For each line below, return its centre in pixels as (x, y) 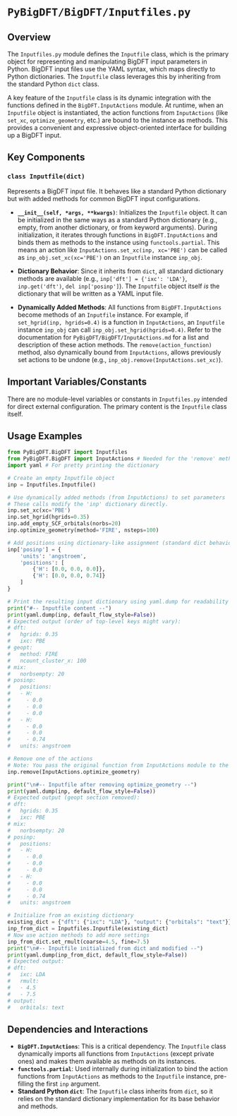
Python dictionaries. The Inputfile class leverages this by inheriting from (114, 77)
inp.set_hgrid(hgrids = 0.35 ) (49, 517)
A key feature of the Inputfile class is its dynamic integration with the (109, 98)
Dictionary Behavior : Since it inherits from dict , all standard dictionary (120, 271)
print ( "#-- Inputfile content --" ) (60, 608)
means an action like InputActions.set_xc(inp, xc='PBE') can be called (122, 250)
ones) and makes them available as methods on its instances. (107, 1062)
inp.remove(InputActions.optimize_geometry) (74, 772)
